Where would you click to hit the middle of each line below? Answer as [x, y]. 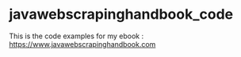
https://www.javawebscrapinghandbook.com [82, 44]
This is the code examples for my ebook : [77, 36]
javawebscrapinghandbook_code [121, 14]
